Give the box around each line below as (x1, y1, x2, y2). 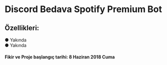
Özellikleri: (5, 24, 40, 32)
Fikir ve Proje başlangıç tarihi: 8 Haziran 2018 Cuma (5, 54, 115, 60)
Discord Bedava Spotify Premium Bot (5, 4, 162, 15)
